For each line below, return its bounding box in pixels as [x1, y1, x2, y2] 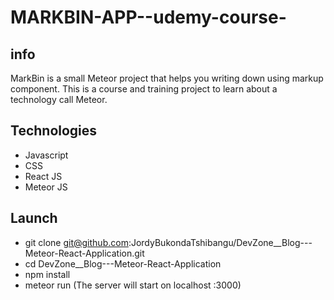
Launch [10, 210, 58, 227]
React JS [24, 170, 63, 182]
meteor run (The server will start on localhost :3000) [24, 279, 242, 291]
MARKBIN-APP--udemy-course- [10, 6, 287, 29]
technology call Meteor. [10, 94, 108, 105]
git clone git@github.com [24, 236, 129, 248]
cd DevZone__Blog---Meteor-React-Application [24, 257, 222, 270]
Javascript [24, 149, 69, 161]
